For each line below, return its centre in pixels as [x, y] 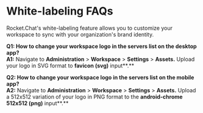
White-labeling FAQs [60, 11]
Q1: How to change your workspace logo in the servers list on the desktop [101, 46]
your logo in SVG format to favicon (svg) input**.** [70, 66]
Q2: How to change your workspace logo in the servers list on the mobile [100, 77]
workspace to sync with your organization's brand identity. [80, 34]
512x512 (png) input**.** [37, 103]
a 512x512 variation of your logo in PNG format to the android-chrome [94, 97]
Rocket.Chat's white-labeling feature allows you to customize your [89, 28]
